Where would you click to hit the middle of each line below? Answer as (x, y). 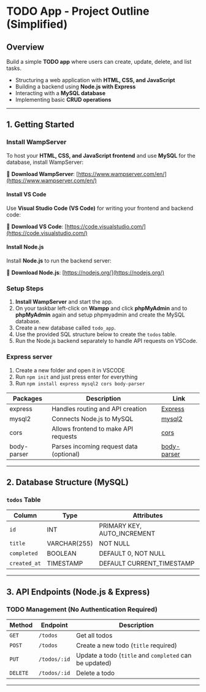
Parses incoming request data (95, 446)
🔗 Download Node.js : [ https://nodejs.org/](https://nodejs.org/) (85, 273)
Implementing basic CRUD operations (63, 100)
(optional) (66, 454)
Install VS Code (26, 194)
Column (25, 515)
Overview (25, 47)
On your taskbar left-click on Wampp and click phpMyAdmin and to (101, 309)
